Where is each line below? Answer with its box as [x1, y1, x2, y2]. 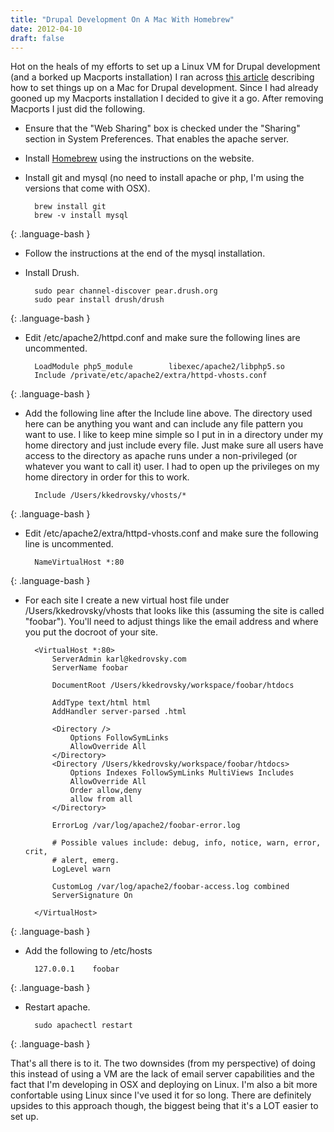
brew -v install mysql [34, 211, 129, 221]
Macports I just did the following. [10, 103, 146, 115]
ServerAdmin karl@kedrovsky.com [51, 654, 187, 665]
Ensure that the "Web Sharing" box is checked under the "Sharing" [24, 122, 301, 135]
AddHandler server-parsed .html [51, 707, 187, 717]
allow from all [69, 794, 133, 805]
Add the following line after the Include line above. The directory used [24, 407, 313, 420]
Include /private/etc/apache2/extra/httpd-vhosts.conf [34, 371, 268, 381]
